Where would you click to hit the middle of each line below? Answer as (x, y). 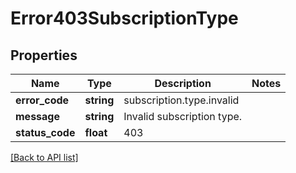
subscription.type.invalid (181, 100)
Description (183, 83)
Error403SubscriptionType (124, 18)
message (37, 116)
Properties (44, 55)
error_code (42, 100)
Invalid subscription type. (183, 116)
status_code (45, 132)
